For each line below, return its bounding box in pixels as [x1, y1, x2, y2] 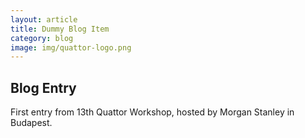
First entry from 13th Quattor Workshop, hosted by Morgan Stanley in [10, 106, 295, 118]
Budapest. [10, 117, 53, 129]
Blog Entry [10, 79, 77, 96]
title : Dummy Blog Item [10, 24, 110, 34]
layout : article [10, 14, 78, 25]
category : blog [10, 33, 74, 43]
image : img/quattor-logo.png [10, 42, 132, 53]
